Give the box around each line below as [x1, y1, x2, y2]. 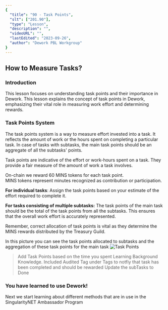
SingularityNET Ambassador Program [5, 299, 83, 305]
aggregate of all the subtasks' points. [5, 147, 83, 153]
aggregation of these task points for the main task [5, 244, 109, 250]
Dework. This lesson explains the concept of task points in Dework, [5, 96, 145, 102]
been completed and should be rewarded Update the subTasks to [17, 264, 154, 270]
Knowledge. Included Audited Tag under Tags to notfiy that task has [17, 259, 159, 265]
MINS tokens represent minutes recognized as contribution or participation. [5, 177, 162, 183]
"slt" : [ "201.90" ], [10, 17, 51, 22]
